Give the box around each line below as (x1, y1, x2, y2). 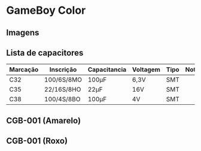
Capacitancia (87, 65, 127, 74)
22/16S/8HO (44, 85, 81, 93)
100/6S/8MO (44, 75, 83, 84)
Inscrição (49, 65, 77, 74)
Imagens (6, 28, 39, 38)
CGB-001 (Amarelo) (6, 115, 81, 126)
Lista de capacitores (6, 47, 84, 58)
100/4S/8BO (44, 95, 81, 104)
